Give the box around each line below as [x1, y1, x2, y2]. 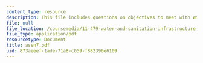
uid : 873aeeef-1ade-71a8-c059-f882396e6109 [6, 48, 118, 54]
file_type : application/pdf [6, 31, 77, 37]
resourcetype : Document [6, 37, 66, 43]
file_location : [6, 25, 45, 32]
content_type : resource [6, 8, 66, 15]
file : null [6, 20, 34, 26]
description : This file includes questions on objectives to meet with [6, 14, 190, 20]
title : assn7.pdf [6, 43, 50, 49]
